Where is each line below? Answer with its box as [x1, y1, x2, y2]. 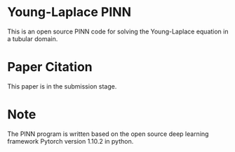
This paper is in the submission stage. [7, 82, 117, 91]
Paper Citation [7, 59, 93, 75]
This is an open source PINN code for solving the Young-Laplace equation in [7, 27, 229, 36]
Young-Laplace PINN [7, 4, 132, 20]
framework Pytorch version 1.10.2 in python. [7, 137, 134, 145]
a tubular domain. [7, 34, 58, 43]
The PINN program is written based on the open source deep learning [7, 130, 209, 138]
